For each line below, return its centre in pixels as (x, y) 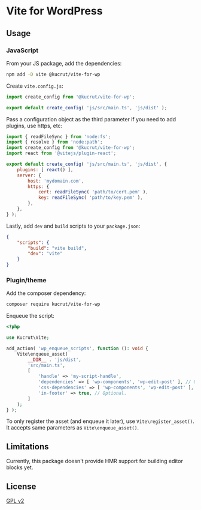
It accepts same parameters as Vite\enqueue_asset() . (73, 428)
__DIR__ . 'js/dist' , (55, 360)
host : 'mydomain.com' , (56, 181)
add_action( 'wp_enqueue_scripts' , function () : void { (77, 348)
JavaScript (22, 50)
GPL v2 (15, 501)
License (21, 486)
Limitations (28, 447)
